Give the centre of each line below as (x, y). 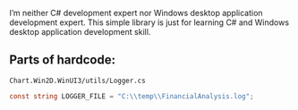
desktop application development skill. (80, 32)
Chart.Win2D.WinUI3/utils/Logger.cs (77, 80)
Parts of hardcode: (63, 60)
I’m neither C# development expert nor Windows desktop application (136, 13)
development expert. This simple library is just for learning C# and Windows (149, 22)
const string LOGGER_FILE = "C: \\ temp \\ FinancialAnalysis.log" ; (132, 96)
